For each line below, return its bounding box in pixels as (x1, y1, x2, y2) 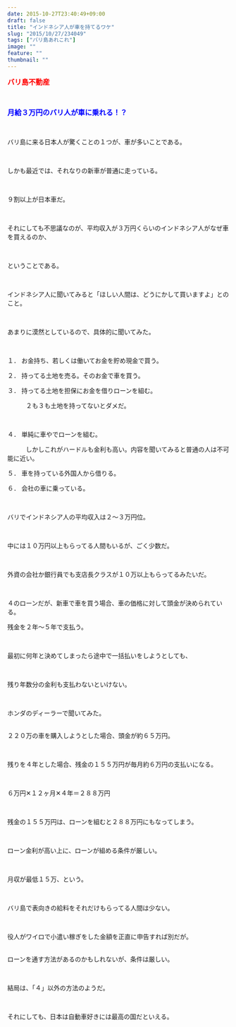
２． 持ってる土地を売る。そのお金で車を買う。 (7, 371, 144, 380)
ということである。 (7, 261, 63, 269)
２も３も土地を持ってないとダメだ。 (25, 401, 130, 410)
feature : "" (7, 50, 42, 57)
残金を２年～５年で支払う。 (7, 623, 88, 631)
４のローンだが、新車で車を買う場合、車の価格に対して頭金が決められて (7, 599, 217, 607)
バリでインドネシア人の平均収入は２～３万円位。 (7, 512, 149, 521)
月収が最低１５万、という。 (7, 874, 88, 884)
